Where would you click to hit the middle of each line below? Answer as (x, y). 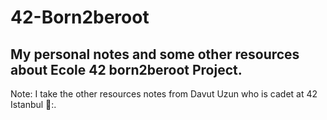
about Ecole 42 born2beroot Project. (126, 69)
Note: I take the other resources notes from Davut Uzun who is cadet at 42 (164, 94)
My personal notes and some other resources (155, 54)
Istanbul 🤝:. (33, 104)
